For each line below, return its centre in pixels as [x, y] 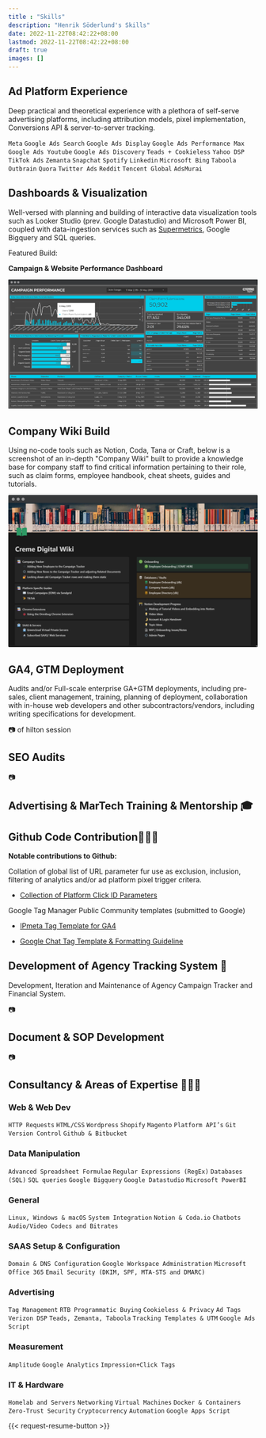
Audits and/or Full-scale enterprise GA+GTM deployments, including [120, 688]
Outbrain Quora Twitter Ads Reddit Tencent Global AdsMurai [105, 169]
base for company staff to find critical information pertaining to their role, [127, 467]
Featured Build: [33, 253]
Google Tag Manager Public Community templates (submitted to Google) [127, 910]
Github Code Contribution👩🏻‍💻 [84, 837]
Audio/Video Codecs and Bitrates [63, 1226]
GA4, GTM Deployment [66, 669]
